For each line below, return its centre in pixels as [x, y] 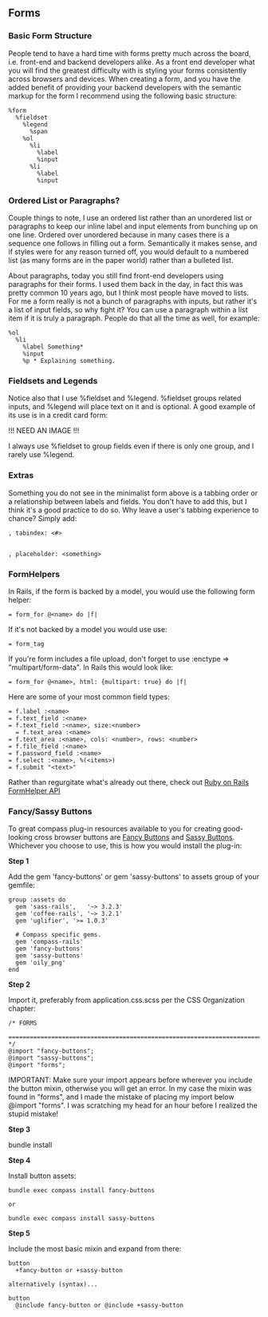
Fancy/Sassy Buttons [50, 811]
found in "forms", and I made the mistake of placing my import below [121, 1097]
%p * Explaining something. [69, 360]
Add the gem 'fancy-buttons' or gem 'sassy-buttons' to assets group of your [134, 877]
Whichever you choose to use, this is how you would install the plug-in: [125, 846]
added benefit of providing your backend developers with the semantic [125, 87]
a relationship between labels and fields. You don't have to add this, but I [128, 501]
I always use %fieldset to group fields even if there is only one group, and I [131, 446]
